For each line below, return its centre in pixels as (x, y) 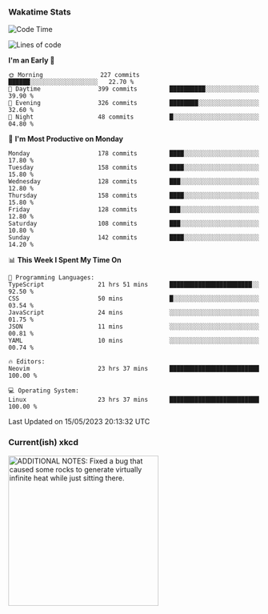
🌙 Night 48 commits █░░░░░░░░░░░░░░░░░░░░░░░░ (134, 117)
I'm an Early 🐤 (32, 60)
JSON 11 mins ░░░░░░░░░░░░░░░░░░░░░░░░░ (134, 327)
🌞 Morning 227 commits (74, 75)
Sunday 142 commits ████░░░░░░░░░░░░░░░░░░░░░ (134, 238)
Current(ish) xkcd (43, 443)
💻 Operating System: (44, 391)
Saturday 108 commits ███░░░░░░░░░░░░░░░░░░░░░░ (134, 224)
